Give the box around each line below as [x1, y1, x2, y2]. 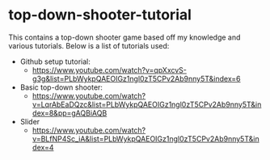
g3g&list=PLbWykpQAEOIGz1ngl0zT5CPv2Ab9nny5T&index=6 [32, 74, 241, 83]
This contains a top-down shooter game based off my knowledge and [8, 32, 241, 42]
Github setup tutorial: [19, 57, 91, 66]
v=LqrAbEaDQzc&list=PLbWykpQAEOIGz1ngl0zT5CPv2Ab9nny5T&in [32, 99, 262, 109]
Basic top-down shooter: [19, 82, 103, 92]
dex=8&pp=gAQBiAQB [32, 107, 108, 118]
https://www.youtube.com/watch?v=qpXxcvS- [32, 65, 188, 74]
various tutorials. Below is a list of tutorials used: [8, 40, 170, 50]
